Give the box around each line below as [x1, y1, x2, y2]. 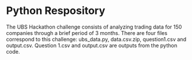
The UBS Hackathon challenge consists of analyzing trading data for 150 [6, 23, 183, 30]
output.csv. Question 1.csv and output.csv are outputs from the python [6, 42, 178, 49]
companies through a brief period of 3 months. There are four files [6, 29, 168, 36]
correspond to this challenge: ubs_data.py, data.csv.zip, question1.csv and [6, 36, 187, 43]
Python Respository [6, 4, 105, 17]
